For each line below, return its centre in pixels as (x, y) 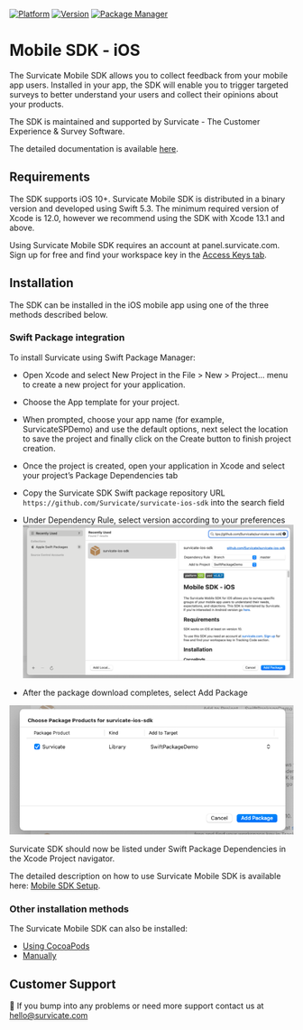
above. (22, 227)
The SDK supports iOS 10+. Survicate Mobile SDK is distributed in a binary (147, 199)
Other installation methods (69, 909)
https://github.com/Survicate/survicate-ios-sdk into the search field (153, 502)
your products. (37, 104)
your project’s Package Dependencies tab (100, 475)
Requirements (50, 177)
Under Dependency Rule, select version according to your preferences (154, 520)
